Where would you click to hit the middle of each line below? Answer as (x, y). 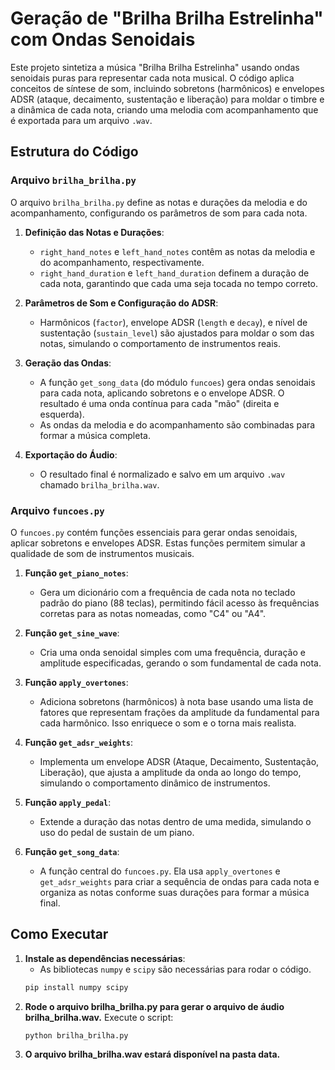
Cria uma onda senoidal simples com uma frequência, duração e (172, 652)
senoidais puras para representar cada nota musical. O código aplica (152, 78)
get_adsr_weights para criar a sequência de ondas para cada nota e (179, 881)
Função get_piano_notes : (76, 573)
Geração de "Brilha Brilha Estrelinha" (167, 18)
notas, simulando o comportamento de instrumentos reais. (160, 343)
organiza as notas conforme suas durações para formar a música (174, 892)
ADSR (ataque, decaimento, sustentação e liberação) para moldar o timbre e (167, 99)
